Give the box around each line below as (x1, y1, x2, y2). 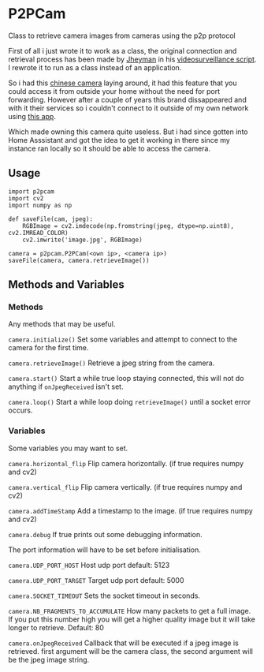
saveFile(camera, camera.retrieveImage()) (8, 256, 150, 264)
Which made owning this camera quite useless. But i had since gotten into (8, 127, 248, 136)
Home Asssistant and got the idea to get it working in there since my (8, 135, 230, 144)
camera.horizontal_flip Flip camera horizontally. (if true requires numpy (8, 458, 244, 468)
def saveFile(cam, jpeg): (8, 215, 93, 223)
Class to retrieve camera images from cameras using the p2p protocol (8, 31, 236, 40)
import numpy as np (8, 201, 73, 209)
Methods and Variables (8, 278, 125, 292)
